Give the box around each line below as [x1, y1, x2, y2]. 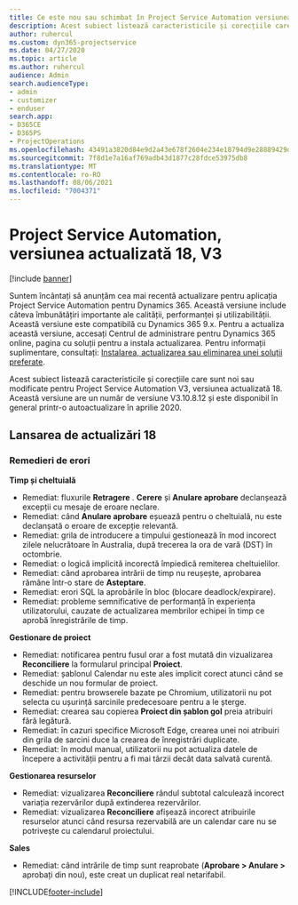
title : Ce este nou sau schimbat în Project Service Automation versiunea [9, 12, 292, 22]
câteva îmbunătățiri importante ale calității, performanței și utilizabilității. [9, 308, 272, 320]
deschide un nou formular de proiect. [21, 677, 159, 688]
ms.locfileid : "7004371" [9, 187, 101, 196]
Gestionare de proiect [9, 632, 91, 643]
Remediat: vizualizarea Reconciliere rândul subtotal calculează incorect [21, 788, 285, 798]
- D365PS [9, 129, 42, 138]
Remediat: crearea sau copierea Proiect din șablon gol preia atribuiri [21, 706, 273, 717]
